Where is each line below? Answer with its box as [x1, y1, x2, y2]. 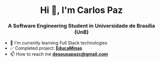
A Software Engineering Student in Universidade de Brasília [7, 22, 155, 29]
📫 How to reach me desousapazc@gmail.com [9, 51, 108, 57]
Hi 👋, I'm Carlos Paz [39, 4, 123, 16]
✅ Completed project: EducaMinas [9, 45, 82, 51]
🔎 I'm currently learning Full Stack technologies [9, 40, 107, 46]
